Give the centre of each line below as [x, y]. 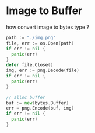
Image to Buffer [44, 11]
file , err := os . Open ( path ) [40, 43]
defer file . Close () [30, 65]
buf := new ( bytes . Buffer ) [37, 103]
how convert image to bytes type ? [47, 27]
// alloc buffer [26, 97]
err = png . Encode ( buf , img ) [40, 108]
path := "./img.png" [31, 37]
